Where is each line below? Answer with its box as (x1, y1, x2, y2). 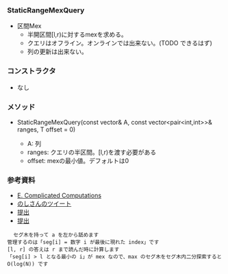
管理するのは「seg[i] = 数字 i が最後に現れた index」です (7, 239, 160, 246)
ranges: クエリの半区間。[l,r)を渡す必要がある (27, 148, 157, 156)
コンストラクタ (7, 66, 56, 76)
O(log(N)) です (7, 261, 49, 268)
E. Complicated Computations (16, 191, 101, 200)
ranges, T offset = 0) (16, 125, 76, 134)
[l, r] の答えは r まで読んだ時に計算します (7, 246, 120, 253)
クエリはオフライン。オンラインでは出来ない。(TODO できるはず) (27, 39, 212, 47)
